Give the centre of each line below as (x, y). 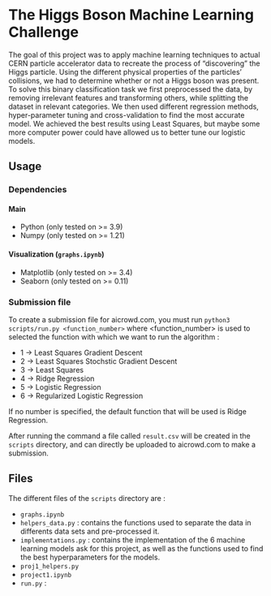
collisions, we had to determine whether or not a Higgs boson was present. (134, 80)
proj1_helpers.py (49, 566)
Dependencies (38, 190)
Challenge (44, 32)
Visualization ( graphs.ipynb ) (56, 254)
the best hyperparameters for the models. (90, 557)
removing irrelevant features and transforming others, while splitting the (129, 97)
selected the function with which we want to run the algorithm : (114, 337)
